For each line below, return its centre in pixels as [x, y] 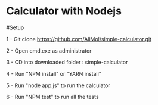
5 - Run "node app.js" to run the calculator [58, 85]
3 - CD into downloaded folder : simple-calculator [67, 62]
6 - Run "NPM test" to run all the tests [53, 97]
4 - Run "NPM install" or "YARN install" [54, 73]
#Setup [15, 27]
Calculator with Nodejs [64, 11]
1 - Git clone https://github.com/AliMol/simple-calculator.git [79, 39]
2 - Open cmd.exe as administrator [49, 50]
